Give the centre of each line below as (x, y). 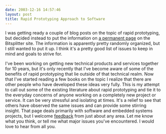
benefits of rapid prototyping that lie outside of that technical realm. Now (80, 74)
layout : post (19, 14)
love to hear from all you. (30, 127)
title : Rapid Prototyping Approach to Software (55, 19)
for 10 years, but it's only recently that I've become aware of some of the (79, 69)
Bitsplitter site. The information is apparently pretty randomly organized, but (83, 44)
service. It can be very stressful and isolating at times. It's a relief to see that (83, 100)
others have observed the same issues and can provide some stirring (76, 106)
